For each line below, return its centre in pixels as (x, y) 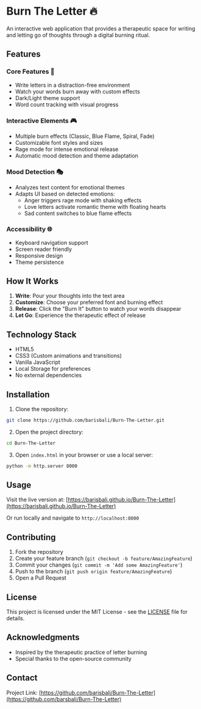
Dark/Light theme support (48, 98)
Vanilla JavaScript (38, 362)
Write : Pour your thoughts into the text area (70, 296)
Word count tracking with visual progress (67, 104)
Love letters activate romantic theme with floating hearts (95, 207)
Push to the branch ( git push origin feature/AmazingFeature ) (93, 572)
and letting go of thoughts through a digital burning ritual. (78, 35)
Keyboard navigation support (51, 242)
